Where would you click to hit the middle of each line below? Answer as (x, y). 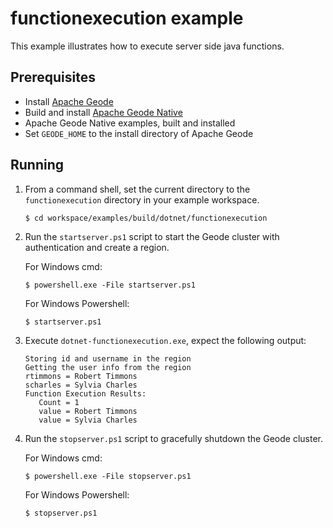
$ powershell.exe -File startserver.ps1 (110, 285)
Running (37, 165)
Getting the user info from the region (108, 367)
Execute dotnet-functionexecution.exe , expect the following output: (165, 340)
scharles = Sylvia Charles (81, 385)
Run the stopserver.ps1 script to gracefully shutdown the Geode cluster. (173, 438)
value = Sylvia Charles (88, 420)
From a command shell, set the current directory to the (137, 189)
